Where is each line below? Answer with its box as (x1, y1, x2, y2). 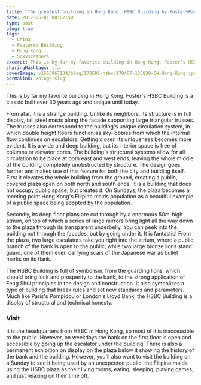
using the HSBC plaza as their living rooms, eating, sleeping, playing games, (6, 366, 194, 373)
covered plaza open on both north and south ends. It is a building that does (6, 181, 191, 188)
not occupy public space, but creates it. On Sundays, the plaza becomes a (6, 187, 190, 194)
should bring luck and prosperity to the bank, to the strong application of (6, 273, 185, 281)
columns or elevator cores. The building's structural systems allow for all (6, 148, 185, 156)
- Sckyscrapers (11, 53, 50, 59)
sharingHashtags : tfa (6, 64, 60, 71)
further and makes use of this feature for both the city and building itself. (6, 167, 185, 175)
